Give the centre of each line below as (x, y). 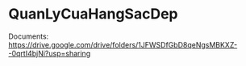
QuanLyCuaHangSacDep (93, 14)
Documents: (29, 36)
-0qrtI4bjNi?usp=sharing (50, 53)
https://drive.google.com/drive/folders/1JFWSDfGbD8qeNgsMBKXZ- (123, 44)
